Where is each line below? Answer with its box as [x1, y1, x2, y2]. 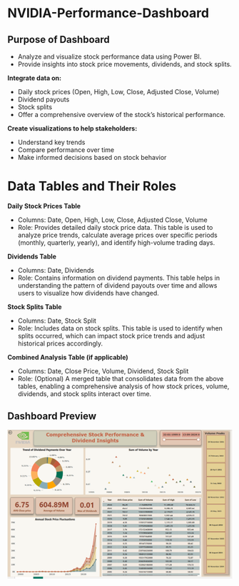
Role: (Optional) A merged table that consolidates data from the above [17, 374, 224, 383]
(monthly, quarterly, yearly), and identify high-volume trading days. [17, 238, 215, 247]
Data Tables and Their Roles [7, 178, 177, 194]
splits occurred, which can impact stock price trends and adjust [17, 331, 205, 340]
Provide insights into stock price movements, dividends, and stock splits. [17, 60, 232, 69]
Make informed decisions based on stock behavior [17, 153, 167, 161]
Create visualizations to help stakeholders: [7, 124, 138, 133]
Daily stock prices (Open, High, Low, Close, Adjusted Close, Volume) [17, 88, 220, 96]
